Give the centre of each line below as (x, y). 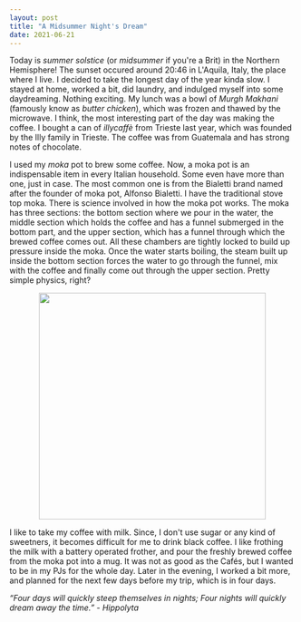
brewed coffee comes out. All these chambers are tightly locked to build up (150, 242)
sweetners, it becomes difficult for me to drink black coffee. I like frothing (146, 542)
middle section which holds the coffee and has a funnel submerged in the (146, 222)
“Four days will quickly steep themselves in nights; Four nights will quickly (148, 598)
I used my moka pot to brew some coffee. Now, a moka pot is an (130, 165)
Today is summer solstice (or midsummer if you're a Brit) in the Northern (145, 61)
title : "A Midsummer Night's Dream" (78, 26)
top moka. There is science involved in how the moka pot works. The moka (150, 203)
